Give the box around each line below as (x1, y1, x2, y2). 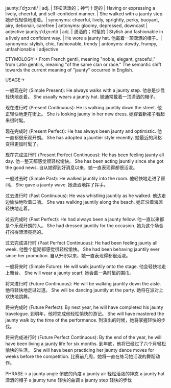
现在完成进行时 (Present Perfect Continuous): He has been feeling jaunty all (5, 152, 164, 158)
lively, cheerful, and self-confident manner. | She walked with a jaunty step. (5, 11, 164, 17)
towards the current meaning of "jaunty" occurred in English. (5, 67, 134, 73)
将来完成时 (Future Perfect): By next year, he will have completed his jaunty (5, 304, 163, 310)
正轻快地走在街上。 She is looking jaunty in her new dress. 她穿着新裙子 (5, 111, 156, 117)
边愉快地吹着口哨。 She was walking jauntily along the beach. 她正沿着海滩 (5, 199, 163, 205)
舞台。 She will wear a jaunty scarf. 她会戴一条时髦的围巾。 (9, 270, 134, 276)
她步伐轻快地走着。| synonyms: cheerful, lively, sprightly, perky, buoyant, (5, 17, 159, 22)
